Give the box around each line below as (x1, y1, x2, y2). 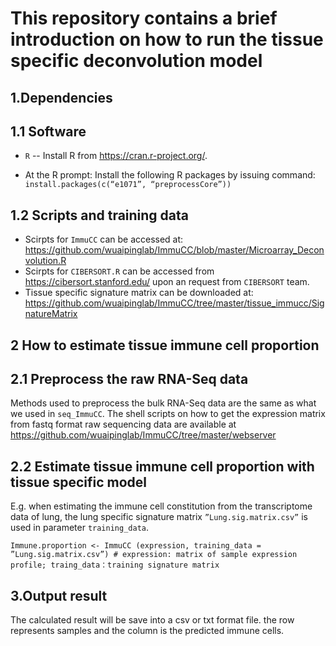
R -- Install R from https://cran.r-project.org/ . (24, 150, 208, 162)
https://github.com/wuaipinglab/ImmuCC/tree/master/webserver (10, 429, 277, 441)
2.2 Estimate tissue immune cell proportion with (10, 458, 315, 475)
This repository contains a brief (10, 7, 278, 30)
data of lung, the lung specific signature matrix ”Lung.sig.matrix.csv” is (10, 511, 308, 523)
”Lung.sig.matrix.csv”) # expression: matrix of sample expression (10, 550, 298, 560)
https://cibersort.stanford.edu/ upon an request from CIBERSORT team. (24, 276, 310, 288)
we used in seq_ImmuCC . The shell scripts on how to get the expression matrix (10, 408, 326, 420)
